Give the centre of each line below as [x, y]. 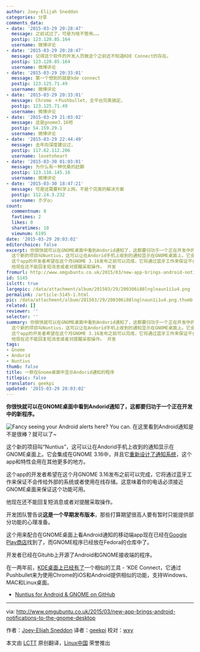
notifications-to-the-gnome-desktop [51, 618]
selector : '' [22, 317]
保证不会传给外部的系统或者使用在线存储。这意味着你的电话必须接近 [100, 482]
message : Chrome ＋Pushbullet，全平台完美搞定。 [68, 100]
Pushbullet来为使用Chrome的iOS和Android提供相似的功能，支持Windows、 [99, 575]
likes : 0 [22, 223]
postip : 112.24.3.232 [38, 194]
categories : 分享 [27, 17]
